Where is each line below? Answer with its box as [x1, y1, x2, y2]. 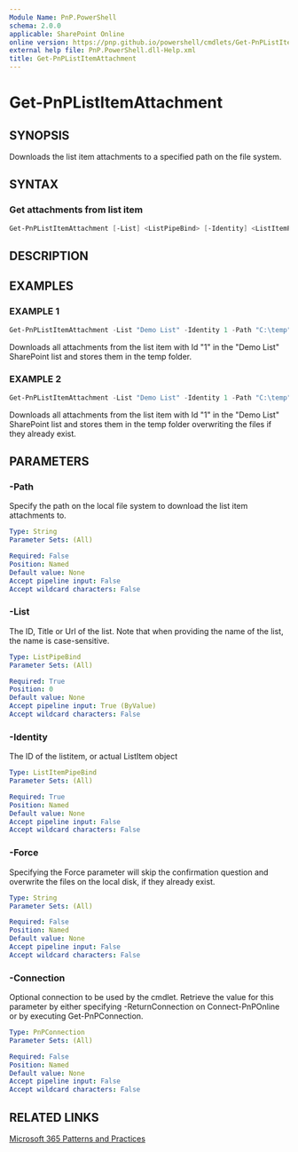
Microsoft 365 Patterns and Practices [9, 1133, 146, 1144]
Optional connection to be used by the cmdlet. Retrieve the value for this [9, 992, 274, 1003]
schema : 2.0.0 [9, 21, 62, 30]
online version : [9, 37, 69, 47]
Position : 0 [9, 685, 53, 694]
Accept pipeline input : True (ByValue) [9, 702, 157, 711]
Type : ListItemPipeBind [9, 768, 98, 777]
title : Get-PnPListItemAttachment [9, 54, 137, 63]
